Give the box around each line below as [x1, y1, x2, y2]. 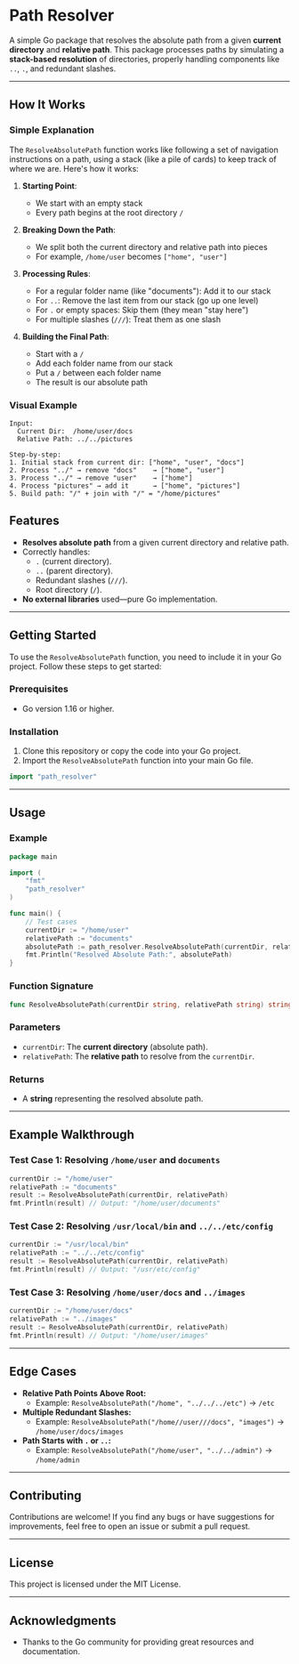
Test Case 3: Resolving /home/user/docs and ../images [9, 1286, 246, 1298]
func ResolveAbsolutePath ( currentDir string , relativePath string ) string [9, 1000, 293, 1009]
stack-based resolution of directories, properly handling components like [9, 53, 280, 64]
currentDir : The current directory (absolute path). [21, 1041, 208, 1052]
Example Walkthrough [9, 1127, 135, 1143]
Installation [9, 725, 60, 738]
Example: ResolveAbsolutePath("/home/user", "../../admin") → [35, 1444, 273, 1455]
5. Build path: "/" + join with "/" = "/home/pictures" [9, 489, 221, 498]
